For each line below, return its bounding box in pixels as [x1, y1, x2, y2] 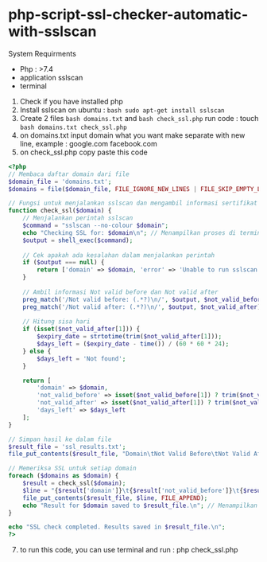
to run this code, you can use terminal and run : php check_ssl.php [19, 545, 238, 555]
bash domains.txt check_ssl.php [19, 123, 127, 131]
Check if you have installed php [19, 96, 123, 106]
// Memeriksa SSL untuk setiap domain [8, 464, 137, 473]
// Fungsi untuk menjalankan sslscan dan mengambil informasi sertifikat [8, 199, 258, 208]
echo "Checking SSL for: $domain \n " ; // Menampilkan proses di [22, 228, 237, 236]
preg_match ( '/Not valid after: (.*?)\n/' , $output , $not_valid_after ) [22, 302, 261, 311]
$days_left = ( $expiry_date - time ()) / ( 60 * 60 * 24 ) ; [37, 340, 230, 348]
